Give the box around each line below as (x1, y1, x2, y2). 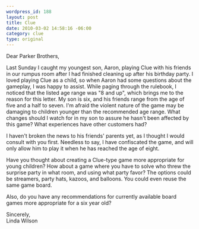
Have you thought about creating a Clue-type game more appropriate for (6, 157, 185, 163)
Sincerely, (6, 211, 31, 218)
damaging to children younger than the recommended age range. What (6, 108, 181, 115)
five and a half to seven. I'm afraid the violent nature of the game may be (6, 102, 184, 109)
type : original (6, 36, 44, 42)
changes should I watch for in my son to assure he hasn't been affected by (6, 114, 189, 122)
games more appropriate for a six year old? (6, 199, 112, 206)
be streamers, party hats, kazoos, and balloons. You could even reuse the (6, 176, 187, 182)
